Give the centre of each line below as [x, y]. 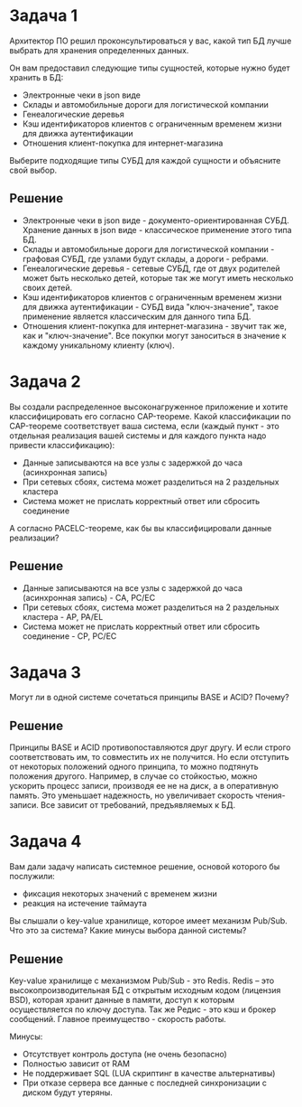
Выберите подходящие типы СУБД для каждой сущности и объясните [145, 160]
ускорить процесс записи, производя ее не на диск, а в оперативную [144, 786]
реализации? [34, 538]
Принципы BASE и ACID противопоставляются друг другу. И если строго [150, 747]
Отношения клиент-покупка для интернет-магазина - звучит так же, [154, 325]
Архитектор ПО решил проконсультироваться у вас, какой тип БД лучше [151, 41]
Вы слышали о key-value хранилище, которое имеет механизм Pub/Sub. [149, 921]
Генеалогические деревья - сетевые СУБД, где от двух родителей [151, 268]
